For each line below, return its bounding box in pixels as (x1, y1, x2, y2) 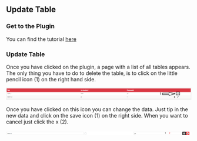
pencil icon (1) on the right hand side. (6, 75, 96, 82)
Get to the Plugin (6, 22, 55, 30)
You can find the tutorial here (6, 35, 76, 43)
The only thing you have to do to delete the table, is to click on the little (6, 70, 178, 77)
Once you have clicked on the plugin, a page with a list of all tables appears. (6, 63, 191, 70)
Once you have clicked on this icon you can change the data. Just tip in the (6, 105, 188, 113)
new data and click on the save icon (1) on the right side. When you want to (6, 112, 188, 119)
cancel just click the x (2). (6, 118, 69, 125)
